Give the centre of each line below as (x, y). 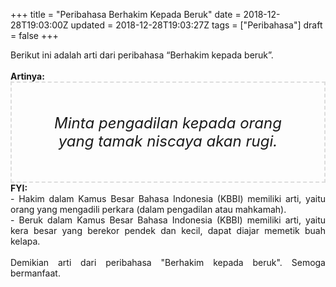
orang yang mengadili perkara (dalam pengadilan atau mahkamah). (148, 209)
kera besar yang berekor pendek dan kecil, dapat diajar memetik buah (168, 230)
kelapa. (25, 241)
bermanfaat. (35, 273)
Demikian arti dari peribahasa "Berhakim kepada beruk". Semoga (168, 262)
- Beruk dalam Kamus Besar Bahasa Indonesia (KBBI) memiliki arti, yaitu (168, 220)
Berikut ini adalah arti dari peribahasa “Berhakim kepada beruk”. (142, 55)
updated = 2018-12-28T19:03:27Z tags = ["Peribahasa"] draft (196, 25)
